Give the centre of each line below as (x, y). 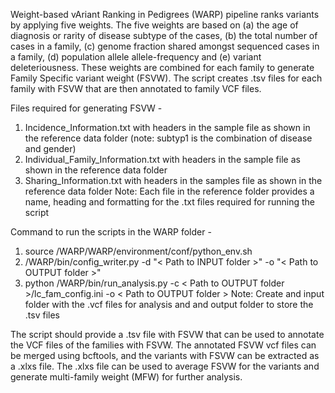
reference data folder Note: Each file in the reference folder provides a (169, 191)
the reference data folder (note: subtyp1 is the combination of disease (168, 138)
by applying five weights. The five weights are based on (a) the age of (154, 25)
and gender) (50, 148)
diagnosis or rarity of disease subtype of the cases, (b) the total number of (164, 35)
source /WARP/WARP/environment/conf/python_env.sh (138, 251)
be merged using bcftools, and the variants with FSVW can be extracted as (165, 355)
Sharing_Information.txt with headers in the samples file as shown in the (173, 180)
